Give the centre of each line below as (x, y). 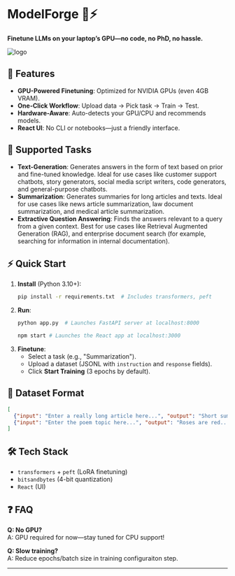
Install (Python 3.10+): (49, 284)
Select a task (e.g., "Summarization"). (82, 357)
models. (29, 120)
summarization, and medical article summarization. (91, 211)
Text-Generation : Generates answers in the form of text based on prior (120, 166)
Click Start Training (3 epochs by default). (89, 371)
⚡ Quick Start (37, 264)
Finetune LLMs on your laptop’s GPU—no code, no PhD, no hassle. (105, 38)
